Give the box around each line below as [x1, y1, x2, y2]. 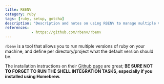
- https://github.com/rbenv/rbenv [31, 30, 102, 35]
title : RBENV [5, 7, 32, 12]
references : [5, 25, 29, 30]
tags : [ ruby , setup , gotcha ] [5, 16, 64, 21]
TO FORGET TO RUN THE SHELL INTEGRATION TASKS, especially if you [5, 68, 153, 74]
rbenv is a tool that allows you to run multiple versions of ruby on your [5, 43, 145, 49]
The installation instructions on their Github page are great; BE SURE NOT [5, 63, 153, 69]
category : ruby [5, 12, 36, 17]
